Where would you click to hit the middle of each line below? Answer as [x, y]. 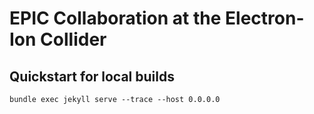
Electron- [265, 18]
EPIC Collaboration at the [115, 18]
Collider [73, 39]
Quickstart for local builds [92, 76]
